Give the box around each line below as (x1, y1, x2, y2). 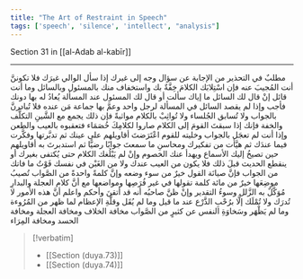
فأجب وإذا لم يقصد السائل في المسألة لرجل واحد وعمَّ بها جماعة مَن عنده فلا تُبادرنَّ (10, 100, 286, 111)
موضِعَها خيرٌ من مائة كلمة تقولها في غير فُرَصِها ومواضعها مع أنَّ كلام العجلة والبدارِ (10, 177, 279, 187)
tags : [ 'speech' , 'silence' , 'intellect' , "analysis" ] (10, 22, 220, 31)
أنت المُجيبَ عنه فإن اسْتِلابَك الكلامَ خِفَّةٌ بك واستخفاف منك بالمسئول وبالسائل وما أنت (10, 82, 294, 92)
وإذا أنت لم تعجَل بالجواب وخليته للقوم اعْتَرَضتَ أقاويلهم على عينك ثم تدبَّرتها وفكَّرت (10, 129, 288, 140)
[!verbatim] (31, 232, 75, 243)
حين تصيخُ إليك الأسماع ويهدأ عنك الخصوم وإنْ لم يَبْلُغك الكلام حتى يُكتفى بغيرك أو (10, 148, 280, 159)
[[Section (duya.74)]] (45, 259, 124, 270)
